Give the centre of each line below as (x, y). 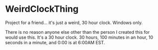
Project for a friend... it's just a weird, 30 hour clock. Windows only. (74, 23)
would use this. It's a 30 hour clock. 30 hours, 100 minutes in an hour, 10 (79, 37)
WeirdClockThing (42, 9)
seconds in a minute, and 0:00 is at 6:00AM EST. (55, 42)
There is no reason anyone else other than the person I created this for (78, 32)
